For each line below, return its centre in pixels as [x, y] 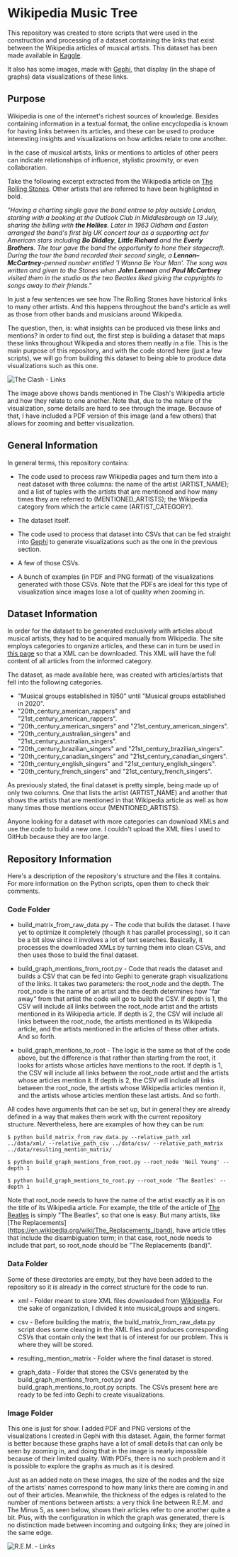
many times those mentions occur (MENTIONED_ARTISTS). [94, 808]
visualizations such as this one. [53, 365]
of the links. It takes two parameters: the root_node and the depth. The [121, 984]
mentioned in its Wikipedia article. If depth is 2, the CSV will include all [120, 1014]
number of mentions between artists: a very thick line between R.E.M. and [115, 1502]
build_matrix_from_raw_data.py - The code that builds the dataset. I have [124, 925]
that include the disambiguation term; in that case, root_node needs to [110, 1238]
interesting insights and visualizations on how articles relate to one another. [117, 138]
